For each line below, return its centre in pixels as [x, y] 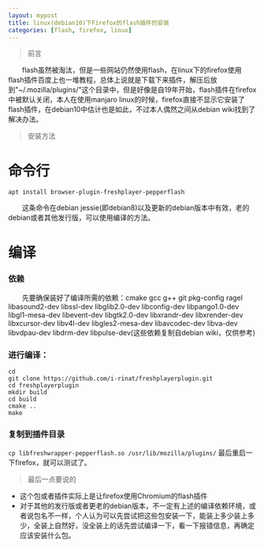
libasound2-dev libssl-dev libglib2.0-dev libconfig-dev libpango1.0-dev [124, 306]
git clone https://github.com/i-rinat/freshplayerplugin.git [111, 379]
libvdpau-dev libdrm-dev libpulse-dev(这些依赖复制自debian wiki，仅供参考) [132, 332]
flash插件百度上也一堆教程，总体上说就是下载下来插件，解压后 [110, 80]
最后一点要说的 [52, 479]
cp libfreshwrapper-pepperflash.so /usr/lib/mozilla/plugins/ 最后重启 [127, 453]
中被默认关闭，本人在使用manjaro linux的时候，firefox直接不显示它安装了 [127, 100]
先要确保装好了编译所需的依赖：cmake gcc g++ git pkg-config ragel [132, 298]
